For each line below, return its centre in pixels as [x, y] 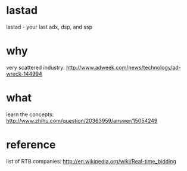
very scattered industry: [36, 67]
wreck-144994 [24, 74]
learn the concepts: [30, 114]
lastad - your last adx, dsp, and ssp [49, 27]
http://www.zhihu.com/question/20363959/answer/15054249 [82, 120]
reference [31, 145]
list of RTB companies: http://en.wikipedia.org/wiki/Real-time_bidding [91, 161]
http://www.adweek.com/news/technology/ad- [124, 67]
